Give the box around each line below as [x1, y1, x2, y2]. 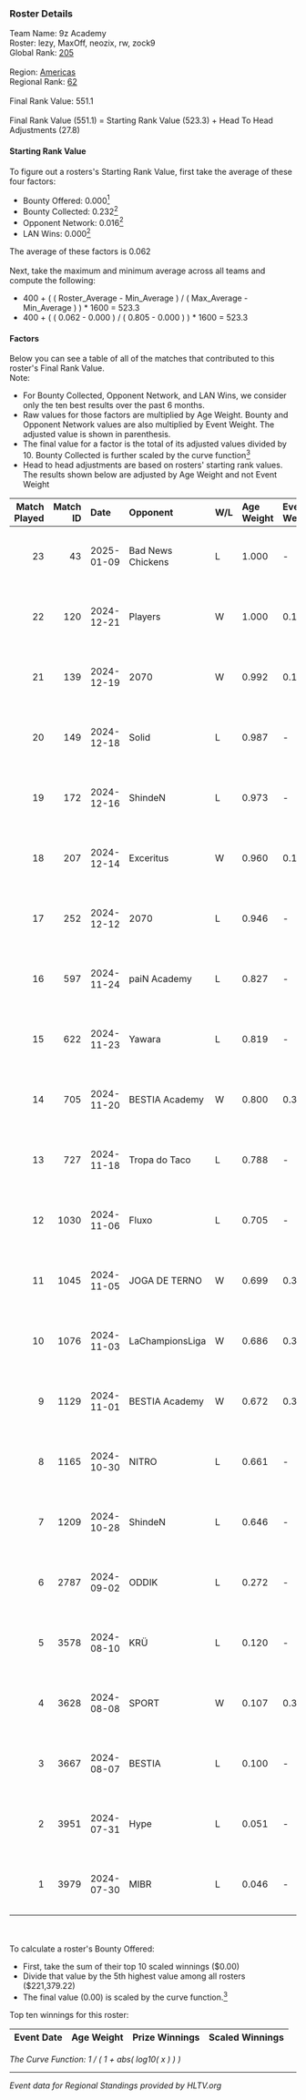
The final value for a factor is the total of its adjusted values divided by [22, 438, 287, 449]
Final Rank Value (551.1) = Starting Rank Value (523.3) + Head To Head [9, 115, 273, 126]
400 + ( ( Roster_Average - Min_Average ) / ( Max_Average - [22, 292, 249, 303]
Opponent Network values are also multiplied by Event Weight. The [22, 419, 275, 430]
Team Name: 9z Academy [9, 28, 107, 39]
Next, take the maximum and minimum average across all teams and [9, 265, 266, 276]
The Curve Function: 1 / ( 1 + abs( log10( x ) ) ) [9, 2054, 181, 2064]
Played [14, 511, 45, 524]
